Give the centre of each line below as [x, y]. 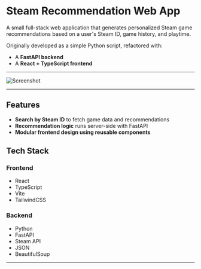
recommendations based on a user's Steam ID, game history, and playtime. [99, 33]
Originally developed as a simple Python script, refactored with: [84, 45]
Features [23, 105]
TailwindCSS [31, 200]
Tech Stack [28, 151]
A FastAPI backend [39, 57]
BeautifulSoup [32, 254]
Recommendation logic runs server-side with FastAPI [81, 126]
